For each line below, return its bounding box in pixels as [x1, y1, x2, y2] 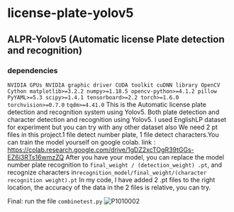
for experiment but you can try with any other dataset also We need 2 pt [7, 123, 218, 131]
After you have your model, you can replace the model [65, 152, 225, 161]
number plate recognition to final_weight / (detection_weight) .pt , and [7, 160, 222, 169]
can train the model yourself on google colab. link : [7, 138, 156, 146]
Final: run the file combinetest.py [7, 196, 103, 205]
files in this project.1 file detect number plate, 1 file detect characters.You [7, 130, 220, 139]
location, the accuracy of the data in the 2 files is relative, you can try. [7, 183, 211, 191]
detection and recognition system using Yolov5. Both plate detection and [7, 108, 220, 116]
